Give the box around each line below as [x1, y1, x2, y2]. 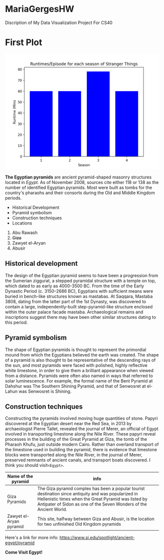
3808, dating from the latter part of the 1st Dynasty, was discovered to [5, 298, 146, 305]
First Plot [5, 37, 42, 48]
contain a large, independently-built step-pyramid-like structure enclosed [5, 304, 153, 309]
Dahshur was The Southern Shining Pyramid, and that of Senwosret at [5, 383, 146, 389]
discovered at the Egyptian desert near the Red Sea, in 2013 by [5, 421, 132, 427]
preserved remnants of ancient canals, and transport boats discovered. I [5, 457, 151, 463]
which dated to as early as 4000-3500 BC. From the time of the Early [5, 283, 144, 289]
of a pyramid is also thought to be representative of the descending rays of [5, 357, 156, 363]
